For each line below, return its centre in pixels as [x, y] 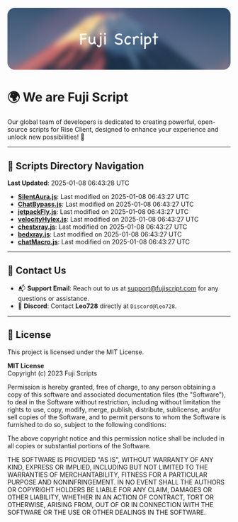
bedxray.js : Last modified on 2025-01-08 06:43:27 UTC [100, 234]
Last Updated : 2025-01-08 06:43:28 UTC [68, 183]
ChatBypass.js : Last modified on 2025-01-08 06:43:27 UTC [106, 204]
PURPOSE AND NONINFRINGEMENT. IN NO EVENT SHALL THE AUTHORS [116, 482]
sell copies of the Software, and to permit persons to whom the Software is [117, 417]
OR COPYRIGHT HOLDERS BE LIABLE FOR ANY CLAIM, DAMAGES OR [110, 489]
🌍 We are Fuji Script [68, 97]
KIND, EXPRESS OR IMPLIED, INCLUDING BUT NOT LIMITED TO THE [108, 467]
